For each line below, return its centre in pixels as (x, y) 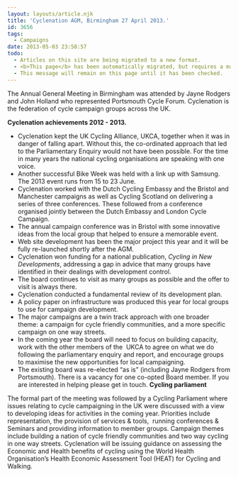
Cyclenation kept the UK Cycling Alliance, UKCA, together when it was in (124, 136)
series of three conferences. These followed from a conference (110, 203)
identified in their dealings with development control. (94, 271)
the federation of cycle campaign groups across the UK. (89, 108)
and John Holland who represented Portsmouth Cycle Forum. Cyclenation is (118, 101)
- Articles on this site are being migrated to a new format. (107, 60)
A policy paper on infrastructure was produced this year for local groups (123, 301)
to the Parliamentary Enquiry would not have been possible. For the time (123, 151)
